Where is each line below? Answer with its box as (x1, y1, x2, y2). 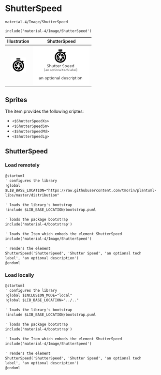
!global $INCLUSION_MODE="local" (5, 293, 73, 298)
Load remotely (5, 162, 40, 168)
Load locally (5, 271, 34, 278)
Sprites (5, 95, 28, 104)
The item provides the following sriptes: (5, 108, 84, 114)
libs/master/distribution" (5, 193, 59, 197)
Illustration (7, 38, 30, 44)
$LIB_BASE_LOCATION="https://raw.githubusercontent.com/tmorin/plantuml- (5, 188, 157, 193)
